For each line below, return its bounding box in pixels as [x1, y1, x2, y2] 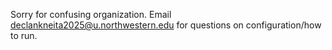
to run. [10, 30, 38, 41]
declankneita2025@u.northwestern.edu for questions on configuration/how [10, 19, 322, 31]
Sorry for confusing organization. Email [10, 9, 172, 20]
